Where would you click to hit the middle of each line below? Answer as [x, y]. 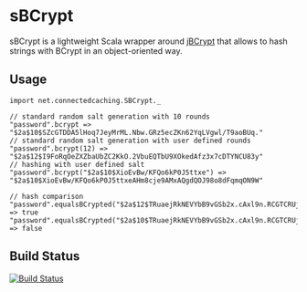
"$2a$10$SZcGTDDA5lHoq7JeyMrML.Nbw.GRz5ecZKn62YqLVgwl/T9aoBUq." [136, 132]
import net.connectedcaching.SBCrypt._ [85, 100]
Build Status [45, 256]
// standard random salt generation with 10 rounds [110, 116]
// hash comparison [47, 196]
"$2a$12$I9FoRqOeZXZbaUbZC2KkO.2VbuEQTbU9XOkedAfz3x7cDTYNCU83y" [136, 156]
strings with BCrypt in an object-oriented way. [96, 50]
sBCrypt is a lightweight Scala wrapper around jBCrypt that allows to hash [148, 41]
